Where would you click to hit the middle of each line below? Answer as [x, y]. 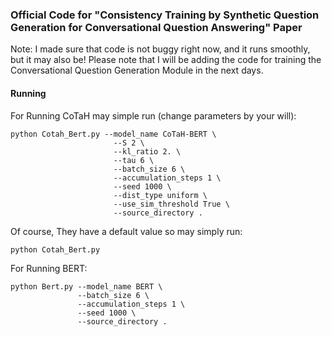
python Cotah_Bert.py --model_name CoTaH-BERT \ [113, 134]
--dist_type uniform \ [160, 195]
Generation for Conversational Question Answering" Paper [156, 27]
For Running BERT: [49, 268]
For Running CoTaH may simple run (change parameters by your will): [153, 115]
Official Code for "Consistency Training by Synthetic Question [165, 15]
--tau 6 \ [134, 160]
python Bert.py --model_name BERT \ [86, 286]
